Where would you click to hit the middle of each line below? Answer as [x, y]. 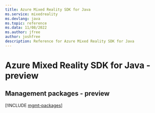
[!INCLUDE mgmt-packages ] [34, 105]
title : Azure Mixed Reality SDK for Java [48, 9]
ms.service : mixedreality [31, 14]
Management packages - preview [57, 94]
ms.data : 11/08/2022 [26, 28]
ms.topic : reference [26, 23]
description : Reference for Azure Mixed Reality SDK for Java [70, 41]
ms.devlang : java [23, 19]
